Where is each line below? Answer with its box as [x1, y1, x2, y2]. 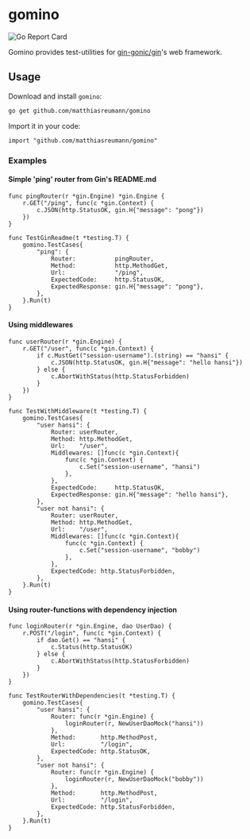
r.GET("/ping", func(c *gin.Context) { [22, 199, 155, 207]
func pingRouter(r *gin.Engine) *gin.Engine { [8, 192, 165, 200]
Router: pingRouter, [50, 254, 155, 263]
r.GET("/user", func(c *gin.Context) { [22, 344, 155, 353]
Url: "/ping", [50, 269, 144, 276]
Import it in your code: [8, 121, 81, 130]
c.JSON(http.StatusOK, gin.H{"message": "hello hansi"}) [50, 358, 244, 366]
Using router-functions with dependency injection [8, 605, 177, 614]
